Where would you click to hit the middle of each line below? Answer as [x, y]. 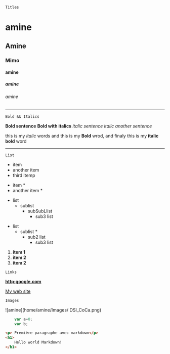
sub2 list [36, 237]
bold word [16, 141]
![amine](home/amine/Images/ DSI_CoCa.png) [53, 310]
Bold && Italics [22, 116]
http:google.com [23, 281]
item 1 [19, 252]
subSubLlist [40, 211]
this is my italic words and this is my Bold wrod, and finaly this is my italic [82, 136]
